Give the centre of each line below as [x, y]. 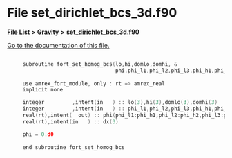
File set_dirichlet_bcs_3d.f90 [92, 13]
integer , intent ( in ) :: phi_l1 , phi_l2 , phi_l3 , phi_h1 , [118, 109]
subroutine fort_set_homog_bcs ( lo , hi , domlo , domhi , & [100, 64]
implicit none [43, 90]
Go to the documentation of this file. [58, 45]
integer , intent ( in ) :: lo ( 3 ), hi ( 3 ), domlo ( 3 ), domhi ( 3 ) [120, 103]
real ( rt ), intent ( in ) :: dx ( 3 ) [70, 122]
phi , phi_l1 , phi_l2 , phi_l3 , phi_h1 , [165, 71]
